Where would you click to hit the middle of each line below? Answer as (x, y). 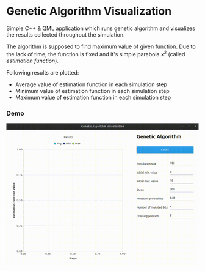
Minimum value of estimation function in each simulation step (92, 91)
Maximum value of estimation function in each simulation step (93, 97)
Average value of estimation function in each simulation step (91, 84)
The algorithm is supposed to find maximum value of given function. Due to (101, 46)
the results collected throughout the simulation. (66, 34)
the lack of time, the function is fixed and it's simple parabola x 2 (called (96, 53)
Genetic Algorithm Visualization (89, 11)
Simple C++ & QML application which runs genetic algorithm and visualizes (101, 28)
